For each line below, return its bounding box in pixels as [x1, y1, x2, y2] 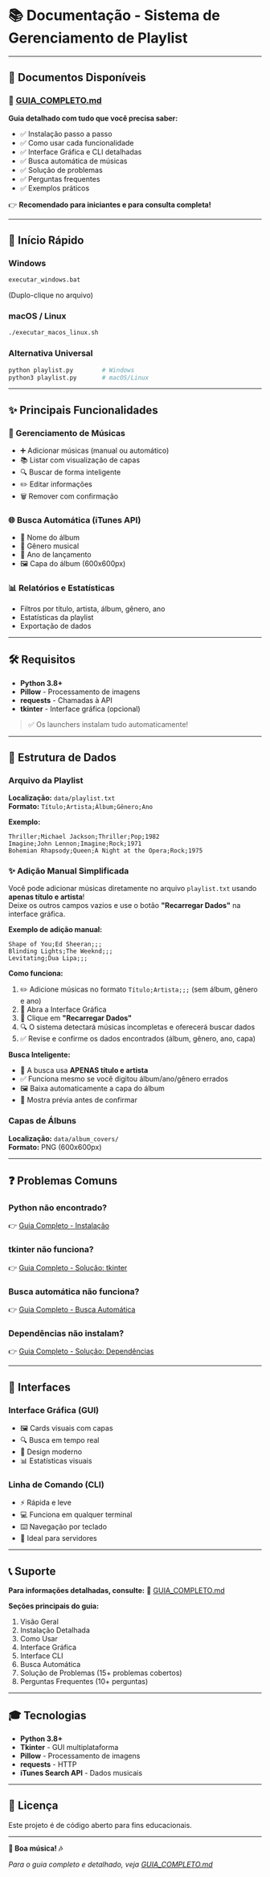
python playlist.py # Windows [8, 366, 135, 374]
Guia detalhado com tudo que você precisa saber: [8, 113, 178, 123]
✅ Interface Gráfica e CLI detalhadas [19, 146, 142, 157]
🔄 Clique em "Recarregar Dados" [19, 1013, 133, 1023]
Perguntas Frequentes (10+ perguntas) [19, 1677, 149, 1686]
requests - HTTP [19, 1759, 77, 1769]
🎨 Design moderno [19, 1447, 83, 1456]
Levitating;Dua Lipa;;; [8, 955, 88, 963]
